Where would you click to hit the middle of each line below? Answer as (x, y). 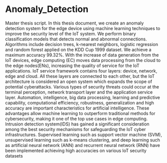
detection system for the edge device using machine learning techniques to (83, 28)
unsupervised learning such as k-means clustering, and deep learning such (83, 140)
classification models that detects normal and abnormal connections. (76, 39)
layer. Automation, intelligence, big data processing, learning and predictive (83, 97)
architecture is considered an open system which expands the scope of (79, 81)
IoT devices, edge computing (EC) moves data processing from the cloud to (83, 60)
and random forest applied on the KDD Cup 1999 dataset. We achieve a (78, 49)
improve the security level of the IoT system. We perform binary (71, 33)
